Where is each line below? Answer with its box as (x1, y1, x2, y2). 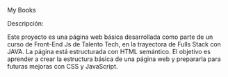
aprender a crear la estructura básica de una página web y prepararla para (7, 55, 221, 63)
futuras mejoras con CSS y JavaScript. (7, 62, 118, 70)
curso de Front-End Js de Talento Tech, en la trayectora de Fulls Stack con (7, 40, 221, 48)
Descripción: (7, 19, 44, 27)
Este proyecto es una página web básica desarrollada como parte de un (7, 33, 213, 41)
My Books (7, 6, 36, 14)
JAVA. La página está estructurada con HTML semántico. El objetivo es (7, 48, 211, 55)
